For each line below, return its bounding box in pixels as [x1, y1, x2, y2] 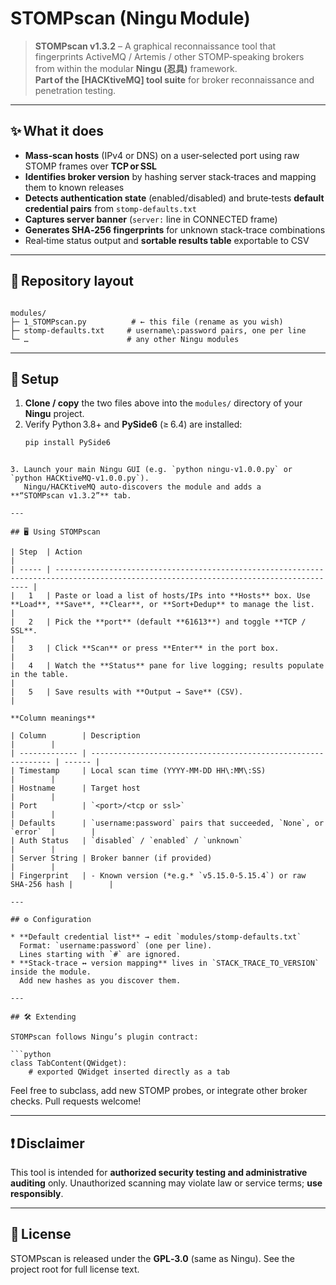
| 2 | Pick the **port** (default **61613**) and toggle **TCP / [10, 617, 307, 627]
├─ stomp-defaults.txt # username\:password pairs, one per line [10, 325, 307, 336]
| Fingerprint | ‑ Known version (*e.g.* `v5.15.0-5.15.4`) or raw [10, 871, 307, 881]
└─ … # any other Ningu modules [10, 334, 240, 344]
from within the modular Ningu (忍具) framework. [34, 62, 238, 74]
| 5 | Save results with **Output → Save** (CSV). [10, 687, 244, 697]
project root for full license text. [10, 1263, 140, 1275]
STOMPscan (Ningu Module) [10, 7, 251, 30]
